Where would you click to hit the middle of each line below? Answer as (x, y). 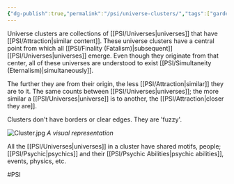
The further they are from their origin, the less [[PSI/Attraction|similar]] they (116, 83)
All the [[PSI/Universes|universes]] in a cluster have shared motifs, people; (114, 146)
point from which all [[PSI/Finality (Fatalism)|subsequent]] (90, 48)
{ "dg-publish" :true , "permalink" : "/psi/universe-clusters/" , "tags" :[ (109, 14)
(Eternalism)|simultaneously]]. (50, 70)
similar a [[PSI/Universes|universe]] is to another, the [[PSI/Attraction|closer (116, 99)
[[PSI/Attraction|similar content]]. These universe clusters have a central (111, 41)
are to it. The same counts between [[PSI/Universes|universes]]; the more (113, 91)
